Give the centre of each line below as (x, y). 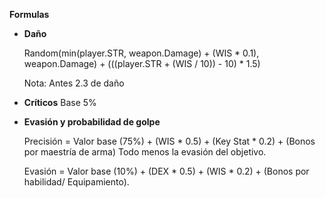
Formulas (29, 14)
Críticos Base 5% (60, 102)
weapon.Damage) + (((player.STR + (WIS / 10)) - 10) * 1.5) (142, 63)
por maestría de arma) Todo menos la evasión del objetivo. (145, 152)
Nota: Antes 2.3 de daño (74, 83)
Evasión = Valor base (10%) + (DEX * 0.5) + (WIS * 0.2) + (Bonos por (166, 171)
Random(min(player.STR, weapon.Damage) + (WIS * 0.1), (141, 53)
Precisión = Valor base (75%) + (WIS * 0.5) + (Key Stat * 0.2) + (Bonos (169, 141)
